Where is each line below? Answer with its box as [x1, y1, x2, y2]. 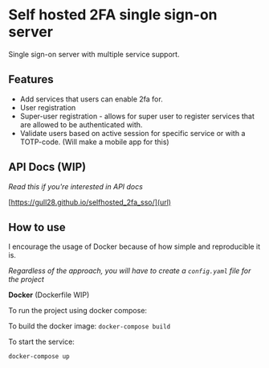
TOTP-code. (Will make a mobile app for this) [19, 137, 170, 147]
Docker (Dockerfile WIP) [8, 290, 90, 300]
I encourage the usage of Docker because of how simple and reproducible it [8, 242, 261, 251]
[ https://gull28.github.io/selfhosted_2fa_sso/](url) [8, 197, 171, 207]
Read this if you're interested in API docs [8, 181, 143, 191]
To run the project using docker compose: [8, 306, 147, 316]
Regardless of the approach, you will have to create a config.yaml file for [8, 266, 251, 275]
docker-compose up [8, 353, 70, 361]
